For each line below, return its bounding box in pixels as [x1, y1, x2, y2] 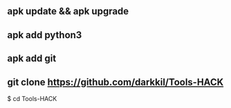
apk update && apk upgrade [7, 6, 129, 17]
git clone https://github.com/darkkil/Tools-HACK [7, 76, 224, 88]
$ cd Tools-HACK [7, 94, 57, 102]
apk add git [7, 53, 57, 64]
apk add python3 [7, 29, 82, 41]
